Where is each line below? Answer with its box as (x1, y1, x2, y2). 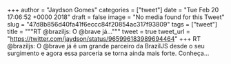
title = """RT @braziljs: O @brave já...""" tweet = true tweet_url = (7, 27, 191, 35)
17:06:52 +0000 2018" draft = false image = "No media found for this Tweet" (7, 13, 225, 21)
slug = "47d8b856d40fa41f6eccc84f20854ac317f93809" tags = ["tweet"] (7, 20, 218, 28)
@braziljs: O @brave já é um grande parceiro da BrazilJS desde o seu (7, 42, 205, 50)
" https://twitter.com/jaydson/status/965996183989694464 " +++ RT (7, 35, 201, 43)
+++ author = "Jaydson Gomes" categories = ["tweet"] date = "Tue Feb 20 (7, 6, 219, 14)
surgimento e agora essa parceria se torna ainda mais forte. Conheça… (7, 49, 210, 57)
